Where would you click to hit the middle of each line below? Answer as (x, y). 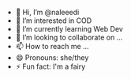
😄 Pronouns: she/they (52, 58)
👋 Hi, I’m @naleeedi (47, 12)
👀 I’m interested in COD (54, 21)
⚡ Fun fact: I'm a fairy (51, 66)
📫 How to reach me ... (52, 46)
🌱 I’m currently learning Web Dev (69, 29)
